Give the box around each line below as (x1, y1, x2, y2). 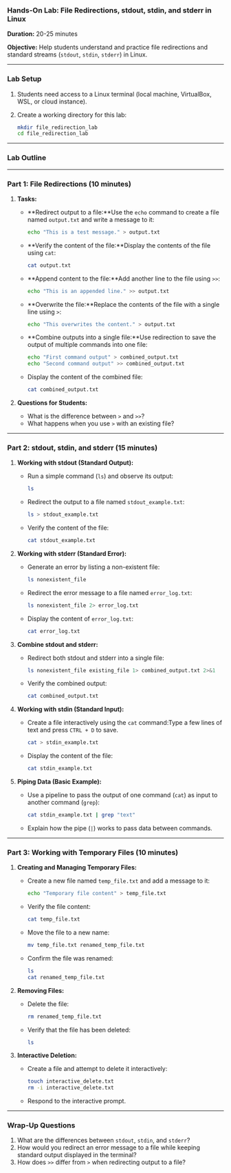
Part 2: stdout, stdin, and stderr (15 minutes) (7, 443, 158, 452)
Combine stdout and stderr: (16, 640, 98, 648)
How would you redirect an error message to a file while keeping (16, 1143, 201, 1152)
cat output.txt (27, 261, 71, 269)
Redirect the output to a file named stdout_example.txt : (27, 498, 185, 506)
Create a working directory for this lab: (16, 110, 127, 119)
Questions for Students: (16, 399, 88, 407)
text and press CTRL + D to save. (27, 726, 119, 734)
